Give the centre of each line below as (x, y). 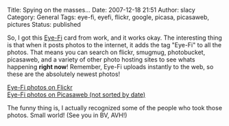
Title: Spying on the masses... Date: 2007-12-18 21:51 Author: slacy (101, 10)
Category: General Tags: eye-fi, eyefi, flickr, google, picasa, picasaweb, (108, 17)
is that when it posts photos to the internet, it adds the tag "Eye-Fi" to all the (114, 45)
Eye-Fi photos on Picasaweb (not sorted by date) (76, 94)
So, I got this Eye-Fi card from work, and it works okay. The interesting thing (115, 38)
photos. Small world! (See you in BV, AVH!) (67, 115)
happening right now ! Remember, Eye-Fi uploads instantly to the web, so (110, 67)
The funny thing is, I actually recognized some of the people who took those (115, 108)
